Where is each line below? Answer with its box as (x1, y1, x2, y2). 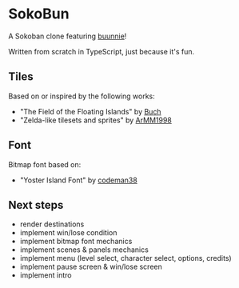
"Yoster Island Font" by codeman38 (19, 175, 137, 185)
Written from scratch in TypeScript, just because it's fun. (8, 46, 195, 56)
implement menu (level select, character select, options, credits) (19, 254, 232, 263)
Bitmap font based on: (8, 159, 82, 169)
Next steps (8, 198, 64, 212)
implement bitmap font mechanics (19, 237, 133, 246)
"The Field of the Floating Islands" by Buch (19, 106, 161, 116)
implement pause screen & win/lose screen (19, 262, 162, 272)
